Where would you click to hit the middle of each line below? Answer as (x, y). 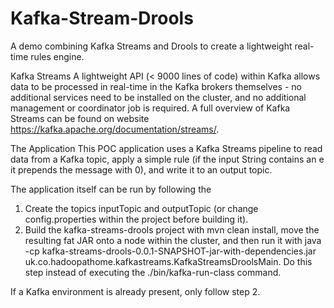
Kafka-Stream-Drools (102, 18)
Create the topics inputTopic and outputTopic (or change (141, 208)
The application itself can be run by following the (111, 189)
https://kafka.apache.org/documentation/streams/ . (115, 129)
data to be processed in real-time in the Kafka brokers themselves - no (156, 86)
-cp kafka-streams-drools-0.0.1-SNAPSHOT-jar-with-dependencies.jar (170, 251)
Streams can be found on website (80, 118)
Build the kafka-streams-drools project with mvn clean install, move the (172, 229)
